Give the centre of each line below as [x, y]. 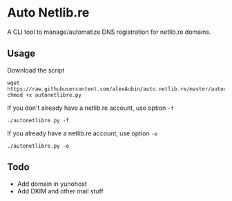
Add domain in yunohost [52, 184]
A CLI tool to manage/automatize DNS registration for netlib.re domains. [109, 32]
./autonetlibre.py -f [38, 120]
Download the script [36, 70]
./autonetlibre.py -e [38, 146]
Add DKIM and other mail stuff [60, 191]
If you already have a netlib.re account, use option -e [82, 133]
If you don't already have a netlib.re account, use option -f [90, 108]
